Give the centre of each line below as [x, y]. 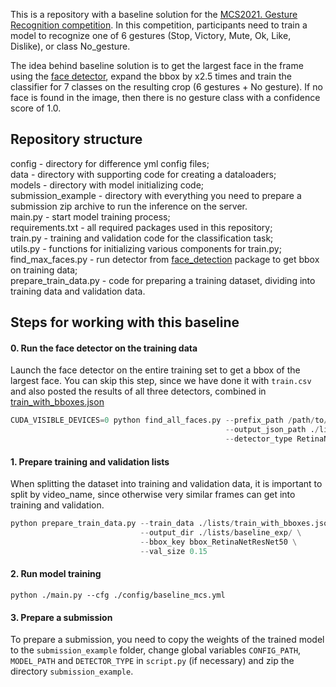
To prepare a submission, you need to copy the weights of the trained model [167, 640]
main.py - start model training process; [90, 216]
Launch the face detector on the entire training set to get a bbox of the [155, 370]
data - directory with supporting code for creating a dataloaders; [143, 174]
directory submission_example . [72, 671]
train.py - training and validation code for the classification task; [142, 238]
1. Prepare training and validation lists [90, 461]
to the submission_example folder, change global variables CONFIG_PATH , [156, 650]
